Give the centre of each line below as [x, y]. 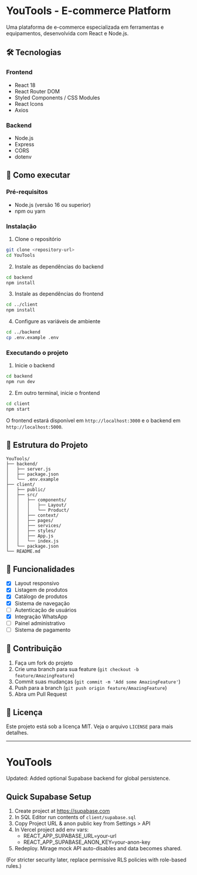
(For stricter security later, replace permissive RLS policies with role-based [96, 860]
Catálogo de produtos [41, 596]
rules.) [14, 866]
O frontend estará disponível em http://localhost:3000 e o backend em [93, 420]
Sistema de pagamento [43, 629]
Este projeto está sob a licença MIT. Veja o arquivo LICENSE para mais [90, 726]
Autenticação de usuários [45, 610]
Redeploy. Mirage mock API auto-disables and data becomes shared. [98, 849]
